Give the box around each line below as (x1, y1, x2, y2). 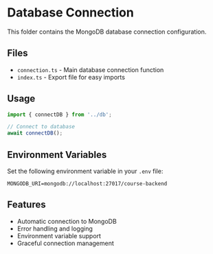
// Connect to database (7, 124, 76, 130)
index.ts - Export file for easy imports (16, 73, 126, 81)
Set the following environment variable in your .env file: (7, 167, 164, 175)
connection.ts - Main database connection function (16, 65, 164, 73)
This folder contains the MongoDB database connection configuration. (7, 27, 207, 36)
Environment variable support (16, 231, 102, 240)
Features (7, 199, 46, 211)
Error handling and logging (16, 224, 93, 233)
